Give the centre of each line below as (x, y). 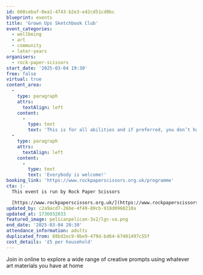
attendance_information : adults (47, 231)
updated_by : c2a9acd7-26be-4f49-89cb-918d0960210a (71, 208)
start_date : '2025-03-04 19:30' (47, 68)
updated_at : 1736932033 (36, 214)
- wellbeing (27, 34)
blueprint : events (29, 18)
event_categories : (29, 29)
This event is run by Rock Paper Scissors (66, 192)
